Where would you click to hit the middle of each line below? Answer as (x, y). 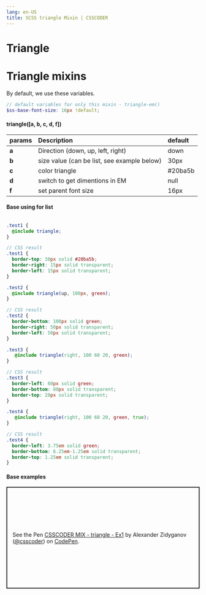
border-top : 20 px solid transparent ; (60, 395)
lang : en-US (21, 12)
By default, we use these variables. (51, 93)
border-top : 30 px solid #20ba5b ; (55, 259)
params (21, 140)
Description (55, 140)
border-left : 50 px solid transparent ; (62, 333)
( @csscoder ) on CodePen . (46, 541)
